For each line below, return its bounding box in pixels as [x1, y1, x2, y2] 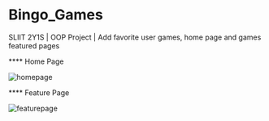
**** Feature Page [8, 87, 70, 98]
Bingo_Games [8, 6, 103, 24]
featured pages [8, 40, 60, 50]
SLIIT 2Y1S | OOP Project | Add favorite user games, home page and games [8, 32, 262, 42]
